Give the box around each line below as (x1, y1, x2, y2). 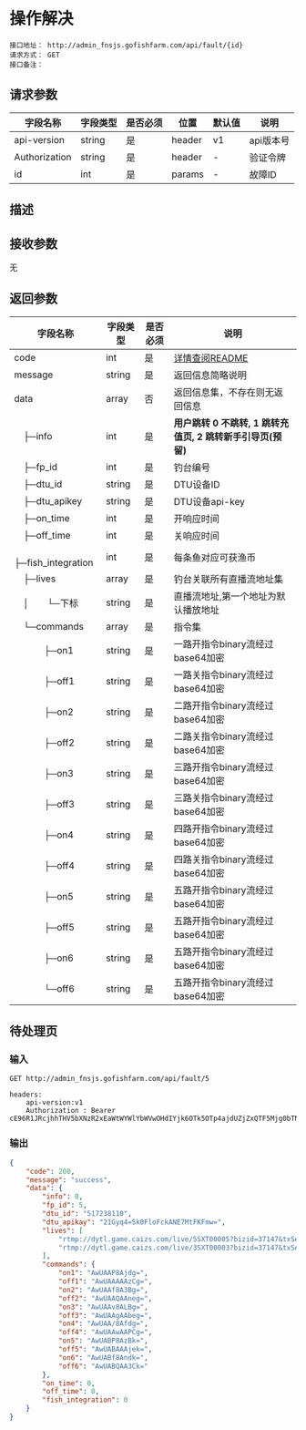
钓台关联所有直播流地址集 (173, 572, 284, 585)
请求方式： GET (9, 50, 61, 59)
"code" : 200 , (25, 1167, 76, 1176)
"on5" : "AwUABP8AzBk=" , (57, 1336, 148, 1345)
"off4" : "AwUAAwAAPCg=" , (57, 1328, 153, 1337)
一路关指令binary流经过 (173, 668, 274, 681)
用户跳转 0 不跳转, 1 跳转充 (173, 417, 290, 429)
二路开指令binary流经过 (173, 699, 274, 712)
